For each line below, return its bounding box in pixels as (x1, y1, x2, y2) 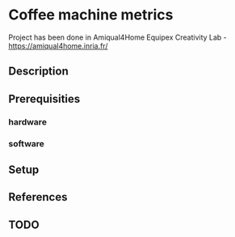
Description (8, 65, 69, 78)
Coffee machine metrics (8, 6, 174, 24)
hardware (8, 116, 47, 127)
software (8, 138, 44, 149)
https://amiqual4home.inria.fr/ (8, 40, 108, 50)
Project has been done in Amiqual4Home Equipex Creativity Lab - (8, 32, 228, 42)
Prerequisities (8, 91, 81, 106)
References (8, 190, 68, 204)
